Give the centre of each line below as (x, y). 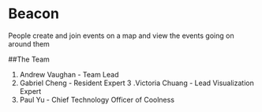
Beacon (34, 14)
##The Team (29, 59)
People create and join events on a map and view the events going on (121, 35)
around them (29, 43)
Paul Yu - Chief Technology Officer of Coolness (97, 99)
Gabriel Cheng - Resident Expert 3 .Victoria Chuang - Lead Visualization (137, 83)
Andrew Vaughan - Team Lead (69, 74)
